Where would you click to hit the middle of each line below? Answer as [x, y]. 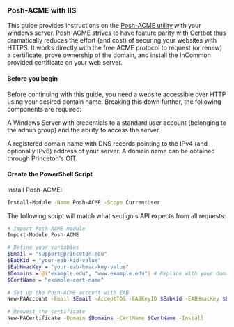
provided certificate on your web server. [65, 63]
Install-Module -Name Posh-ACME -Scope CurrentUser [84, 202]
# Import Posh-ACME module [46, 229]
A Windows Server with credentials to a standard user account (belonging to [117, 122]
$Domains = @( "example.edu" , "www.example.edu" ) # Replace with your [110, 273]
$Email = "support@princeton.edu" [57, 254]
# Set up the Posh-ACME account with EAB [68, 292]
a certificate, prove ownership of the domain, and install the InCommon [109, 55]
